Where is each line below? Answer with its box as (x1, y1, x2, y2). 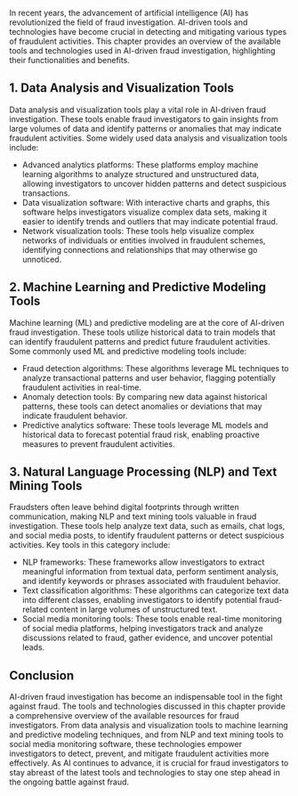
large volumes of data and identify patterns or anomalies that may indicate (9, 123, 282, 134)
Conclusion (9, 668, 75, 683)
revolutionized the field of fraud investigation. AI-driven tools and (9, 17, 248, 28)
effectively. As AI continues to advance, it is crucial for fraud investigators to (9, 758, 289, 768)
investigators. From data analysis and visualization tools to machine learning (9, 720, 289, 731)
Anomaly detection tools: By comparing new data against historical (21, 391, 268, 402)
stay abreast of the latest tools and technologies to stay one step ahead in (9, 768, 280, 778)
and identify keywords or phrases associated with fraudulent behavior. (21, 576, 281, 587)
